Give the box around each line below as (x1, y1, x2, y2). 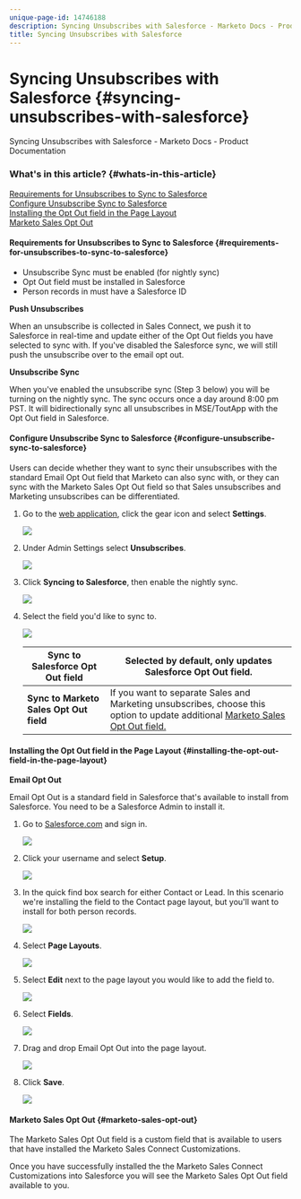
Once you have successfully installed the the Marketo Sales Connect (9, 1161, 263, 1172)
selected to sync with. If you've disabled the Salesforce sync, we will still (9, 340, 278, 350)
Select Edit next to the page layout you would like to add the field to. (21, 974, 275, 986)
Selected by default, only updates (125, 655, 273, 668)
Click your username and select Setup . (21, 853, 168, 864)
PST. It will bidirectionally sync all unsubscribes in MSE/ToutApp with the (9, 402, 279, 413)
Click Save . (21, 1077, 65, 1088)
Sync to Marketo (26, 692, 100, 704)
